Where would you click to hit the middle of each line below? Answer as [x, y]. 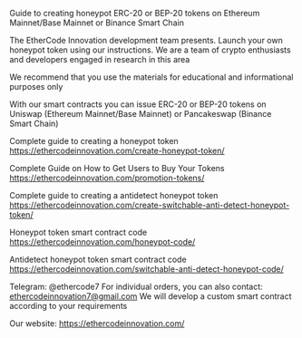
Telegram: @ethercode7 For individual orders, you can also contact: [136, 286]
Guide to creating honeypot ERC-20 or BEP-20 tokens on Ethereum [135, 13]
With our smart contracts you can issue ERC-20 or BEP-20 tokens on [138, 104]
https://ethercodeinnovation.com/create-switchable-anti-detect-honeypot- [150, 205]
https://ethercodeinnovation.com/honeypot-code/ [102, 242]
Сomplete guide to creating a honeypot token [94, 141]
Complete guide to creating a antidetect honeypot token [114, 195]
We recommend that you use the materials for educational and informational [151, 77]
